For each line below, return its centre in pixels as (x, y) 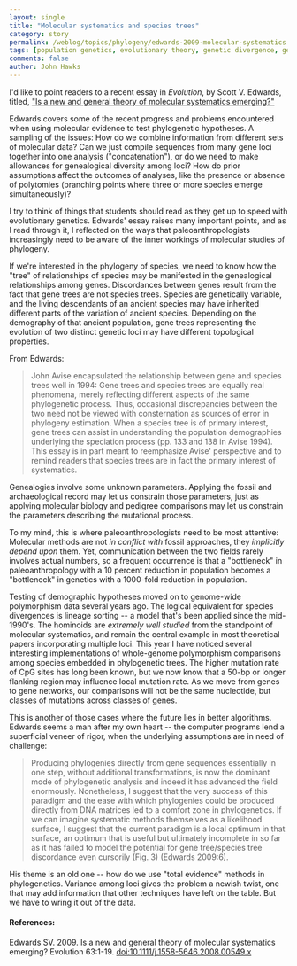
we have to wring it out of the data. (73, 902)
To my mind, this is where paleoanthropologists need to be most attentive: (144, 532)
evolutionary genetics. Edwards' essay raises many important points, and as (148, 220)
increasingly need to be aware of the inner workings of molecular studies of (147, 239)
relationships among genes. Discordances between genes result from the (143, 284)
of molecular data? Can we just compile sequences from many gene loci (141, 146)
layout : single (37, 17)
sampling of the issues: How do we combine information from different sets (146, 137)
